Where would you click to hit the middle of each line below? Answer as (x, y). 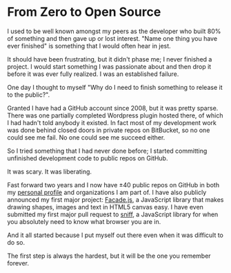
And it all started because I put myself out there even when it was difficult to (115, 235)
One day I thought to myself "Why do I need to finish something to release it (115, 87)
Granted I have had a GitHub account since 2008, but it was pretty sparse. (113, 108)
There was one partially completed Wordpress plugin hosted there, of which (115, 115)
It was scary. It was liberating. (49, 171)
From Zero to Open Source (84, 12)
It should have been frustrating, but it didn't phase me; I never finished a (110, 59)
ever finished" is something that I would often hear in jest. (89, 46)
